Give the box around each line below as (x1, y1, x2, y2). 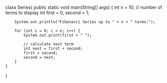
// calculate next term (23, 41, 74, 47)
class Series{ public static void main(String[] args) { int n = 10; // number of (5, 5, 162, 10)
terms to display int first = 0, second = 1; (5, 10, 90, 16)
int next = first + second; (23, 46, 83, 51)
